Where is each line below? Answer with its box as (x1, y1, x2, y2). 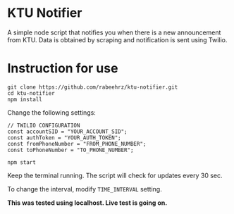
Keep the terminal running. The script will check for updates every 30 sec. (7, 171, 223, 180)
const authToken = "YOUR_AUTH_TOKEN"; (7, 134, 121, 141)
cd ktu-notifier (7, 89, 55, 96)
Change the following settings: (7, 108, 97, 117)
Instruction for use (7, 61, 118, 77)
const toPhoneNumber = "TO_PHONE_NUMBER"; (7, 146, 134, 153)
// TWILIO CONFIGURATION (7, 122, 80, 129)
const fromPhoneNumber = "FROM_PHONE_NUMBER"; (7, 140, 147, 147)
